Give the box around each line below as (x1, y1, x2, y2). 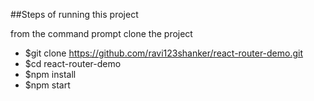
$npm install (24, 69, 77, 80)
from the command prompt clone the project (10, 28, 193, 39)
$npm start (24, 79, 71, 91)
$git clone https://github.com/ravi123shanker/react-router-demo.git (24, 47, 304, 59)
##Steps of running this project (10, 9, 139, 20)
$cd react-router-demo (24, 58, 122, 69)
